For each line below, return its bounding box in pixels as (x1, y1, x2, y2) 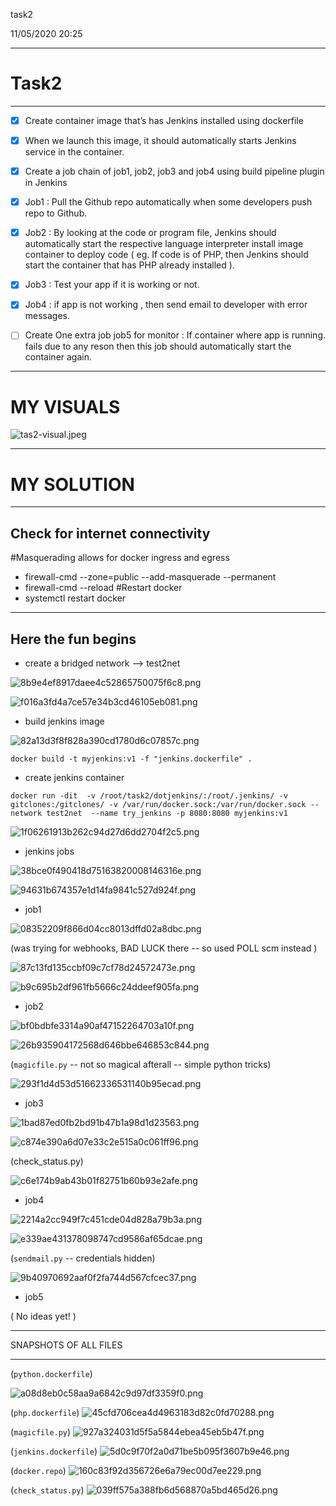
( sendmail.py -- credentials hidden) (10, 1252, 156, 1264)
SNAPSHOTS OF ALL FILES (10, 1339, 123, 1351)
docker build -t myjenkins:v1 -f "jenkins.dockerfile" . (10, 754, 253, 764)
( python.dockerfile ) (10, 1367, 93, 1379)
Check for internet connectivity (10, 525, 211, 542)
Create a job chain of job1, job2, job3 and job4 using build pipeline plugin (24, 165, 325, 178)
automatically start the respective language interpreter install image (24, 238, 304, 250)
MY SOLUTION (10, 473, 135, 496)
